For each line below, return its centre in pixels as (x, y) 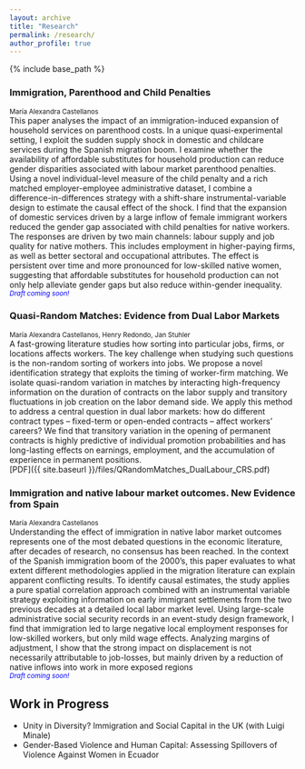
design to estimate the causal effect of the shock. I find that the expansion (148, 207)
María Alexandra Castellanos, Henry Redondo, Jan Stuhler (100, 335)
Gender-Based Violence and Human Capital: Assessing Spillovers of (150, 744)
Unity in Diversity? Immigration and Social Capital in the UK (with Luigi (153, 725)
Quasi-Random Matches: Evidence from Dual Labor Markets (145, 316)
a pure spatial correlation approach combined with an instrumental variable (150, 590)
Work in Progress (59, 704)
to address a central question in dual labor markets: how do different (138, 411)
